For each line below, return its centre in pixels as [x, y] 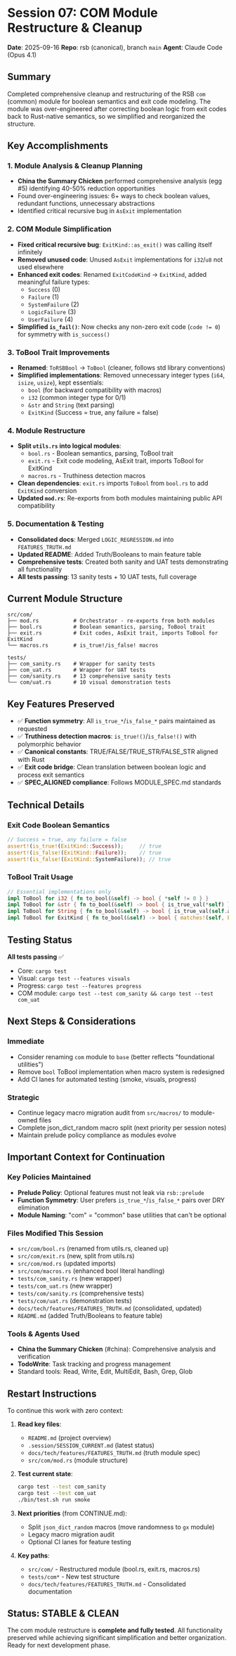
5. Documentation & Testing [55, 524]
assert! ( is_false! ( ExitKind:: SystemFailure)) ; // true [89, 859]
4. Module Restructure [46, 430]
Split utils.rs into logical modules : [69, 446]
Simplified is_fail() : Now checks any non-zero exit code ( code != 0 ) [119, 326]
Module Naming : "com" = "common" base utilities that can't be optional [122, 1215]
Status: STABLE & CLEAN [63, 1613]
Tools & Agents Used [44, 1333]
